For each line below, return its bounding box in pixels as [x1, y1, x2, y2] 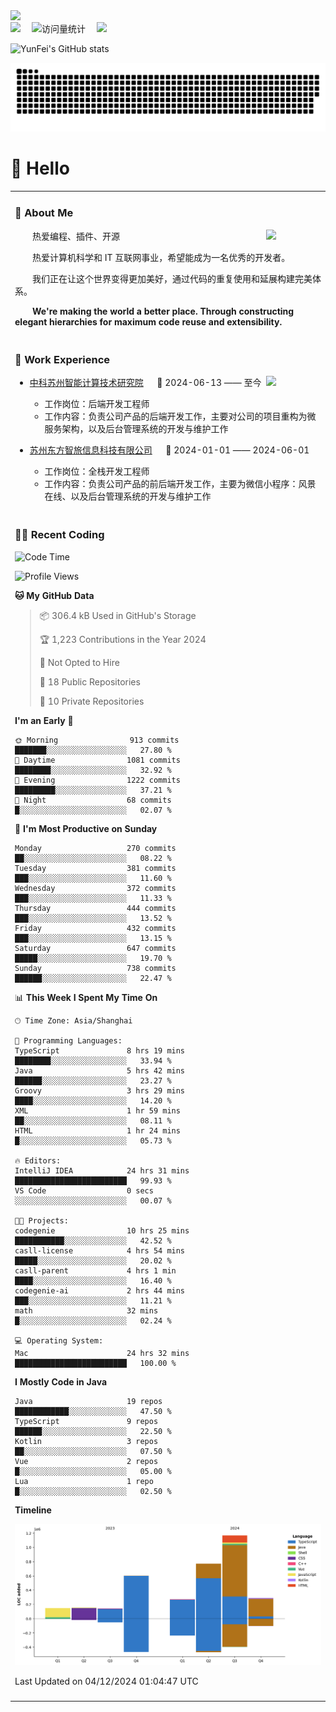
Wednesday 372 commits [14, 883, 177, 893]
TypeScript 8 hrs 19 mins [14, 1045, 186, 1056]
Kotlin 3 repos [14, 1436, 159, 1446]
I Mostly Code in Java [14, 1375, 108, 1388]
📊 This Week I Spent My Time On [14, 991, 158, 1003]
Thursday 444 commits [14, 903, 177, 913]
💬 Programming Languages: [14, 1035, 123, 1046]
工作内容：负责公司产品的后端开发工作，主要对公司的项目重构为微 [44, 410, 317, 423]
